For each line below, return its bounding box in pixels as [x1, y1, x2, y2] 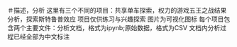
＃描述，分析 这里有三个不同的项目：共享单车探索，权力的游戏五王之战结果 [7, 6, 227, 14]
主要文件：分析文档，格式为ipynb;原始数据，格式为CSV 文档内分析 [26, 24, 221, 32]
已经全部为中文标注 [13, 32, 70, 41]
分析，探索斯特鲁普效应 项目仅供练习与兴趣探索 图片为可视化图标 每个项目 [7, 15, 224, 23]
